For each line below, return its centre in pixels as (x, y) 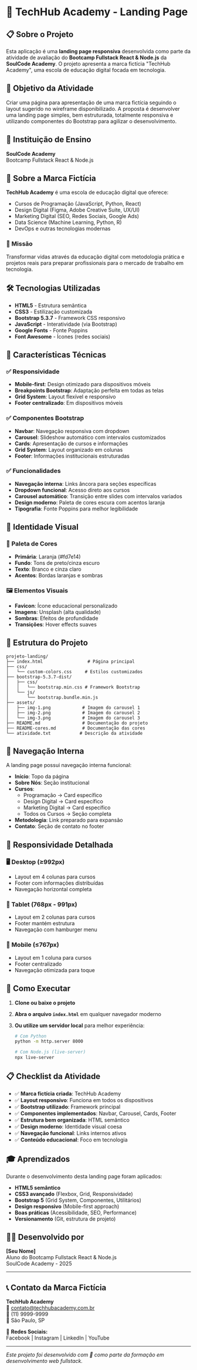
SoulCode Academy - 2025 (39, 1264)
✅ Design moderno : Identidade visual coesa (68, 1126)
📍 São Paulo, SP (26, 1320)
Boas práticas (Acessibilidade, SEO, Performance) (75, 1212)
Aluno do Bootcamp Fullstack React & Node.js (62, 1257)
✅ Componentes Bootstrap (45, 418)
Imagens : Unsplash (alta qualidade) (58, 612)
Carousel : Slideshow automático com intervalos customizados (90, 437)
